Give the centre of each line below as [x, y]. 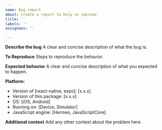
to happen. [16, 72]
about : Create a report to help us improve [51, 14]
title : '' [15, 19]
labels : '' [16, 24]
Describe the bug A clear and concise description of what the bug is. [76, 47]
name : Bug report [23, 10]
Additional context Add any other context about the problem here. [74, 122]
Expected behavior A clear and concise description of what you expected [81, 66]
